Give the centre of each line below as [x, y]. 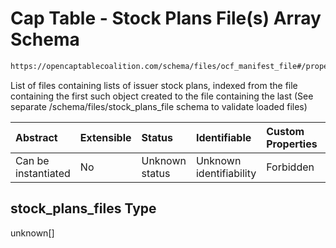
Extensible [105, 137]
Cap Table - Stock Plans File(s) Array [166, 18]
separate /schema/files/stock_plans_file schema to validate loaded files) [159, 106]
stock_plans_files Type [83, 208]
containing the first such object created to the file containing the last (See [162, 96]
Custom [285, 131]
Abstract [36, 137]
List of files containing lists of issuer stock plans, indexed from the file [154, 85]
